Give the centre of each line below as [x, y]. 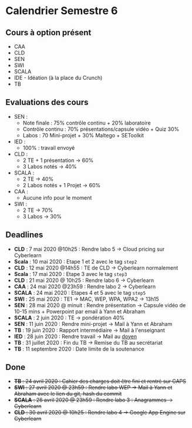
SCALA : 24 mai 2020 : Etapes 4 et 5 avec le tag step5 [80, 292]
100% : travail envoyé [49, 147]
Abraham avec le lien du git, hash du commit [68, 394]
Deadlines [24, 235]
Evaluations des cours [47, 102]
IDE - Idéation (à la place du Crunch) [58, 78]
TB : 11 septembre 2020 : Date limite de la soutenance [79, 349]
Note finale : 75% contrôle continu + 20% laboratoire [87, 123]
